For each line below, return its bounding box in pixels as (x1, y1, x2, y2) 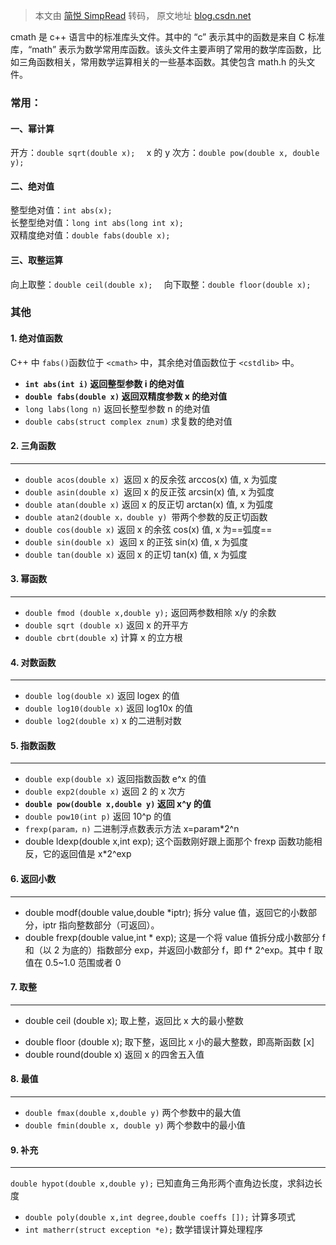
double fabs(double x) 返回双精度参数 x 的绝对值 (24, 390, 228, 402)
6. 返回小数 (10, 873, 57, 885)
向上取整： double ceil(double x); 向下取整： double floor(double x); (10, 278, 312, 290)
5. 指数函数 (10, 739, 56, 751)
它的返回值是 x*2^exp (42, 848, 132, 860)
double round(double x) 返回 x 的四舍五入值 (24, 1048, 205, 1060)
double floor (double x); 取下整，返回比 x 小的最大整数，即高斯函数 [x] (24, 1035, 315, 1048)
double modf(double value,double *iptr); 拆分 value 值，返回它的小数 (24, 906, 309, 918)
